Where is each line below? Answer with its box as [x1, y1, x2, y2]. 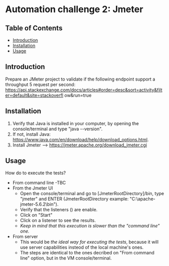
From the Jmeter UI [12, 185, 53, 191]
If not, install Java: [12, 131, 51, 137]
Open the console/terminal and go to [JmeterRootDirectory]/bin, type [20, 191, 164, 197]
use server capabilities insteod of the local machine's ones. [20, 244, 144, 250]
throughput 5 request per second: [5, 81, 76, 87]
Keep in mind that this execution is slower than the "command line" [20, 223, 160, 229]
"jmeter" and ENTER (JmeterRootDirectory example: [20, 196, 129, 202]
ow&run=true [64, 92, 92, 98]
